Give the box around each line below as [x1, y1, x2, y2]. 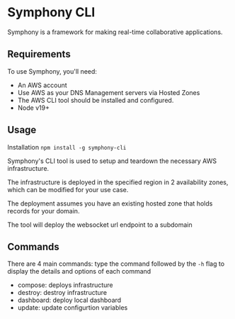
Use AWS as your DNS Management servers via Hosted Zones [17, 88, 200, 96]
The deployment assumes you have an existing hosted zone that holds [7, 199, 213, 208]
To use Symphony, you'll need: [7, 67, 98, 75]
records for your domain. [7, 206, 80, 215]
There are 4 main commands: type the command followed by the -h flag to [7, 259, 225, 268]
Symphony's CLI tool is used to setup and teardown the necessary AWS [7, 157, 217, 165]
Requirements [7, 48, 71, 60]
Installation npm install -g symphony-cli [7, 142, 127, 151]
